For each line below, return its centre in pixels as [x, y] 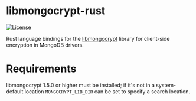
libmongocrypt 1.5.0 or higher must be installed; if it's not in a [81, 85]
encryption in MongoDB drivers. [45, 45]
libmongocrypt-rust [56, 11]
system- [166, 85]
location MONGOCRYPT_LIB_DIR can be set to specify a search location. [107, 91]
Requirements [41, 69]
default [15, 91]
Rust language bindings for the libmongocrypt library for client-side [88, 38]
